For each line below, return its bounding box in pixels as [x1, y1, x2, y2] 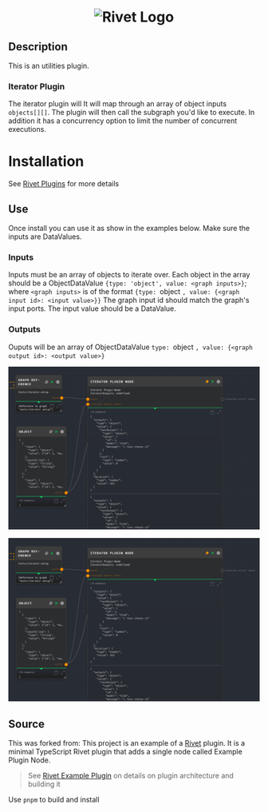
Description [8, 40, 68, 54]
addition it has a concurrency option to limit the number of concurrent [8, 116, 238, 125]
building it [27, 779, 61, 789]
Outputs [8, 324, 41, 335]
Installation [8, 153, 85, 171]
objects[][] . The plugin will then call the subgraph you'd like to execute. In [8, 108, 255, 117]
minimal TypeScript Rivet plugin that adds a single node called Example [8, 747, 243, 757]
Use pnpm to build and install [8, 795, 100, 805]
